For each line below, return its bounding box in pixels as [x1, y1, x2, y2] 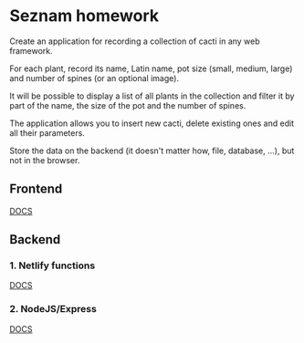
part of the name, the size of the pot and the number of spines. [9, 99, 246, 110]
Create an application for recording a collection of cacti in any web [9, 36, 260, 47]
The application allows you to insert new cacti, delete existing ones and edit [9, 118, 295, 129]
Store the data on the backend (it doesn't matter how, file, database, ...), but [9, 145, 295, 156]
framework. [9, 45, 53, 56]
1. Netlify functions [9, 259, 96, 272]
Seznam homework [9, 5, 160, 26]
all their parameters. [9, 127, 85, 138]
